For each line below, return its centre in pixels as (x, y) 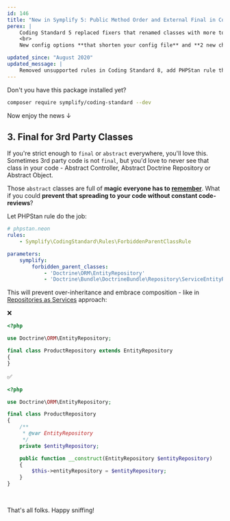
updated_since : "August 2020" (50, 58)
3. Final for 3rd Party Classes (70, 137)
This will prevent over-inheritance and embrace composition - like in (103, 292)
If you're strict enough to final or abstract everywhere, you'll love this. (108, 153)
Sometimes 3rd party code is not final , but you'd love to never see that (108, 161)
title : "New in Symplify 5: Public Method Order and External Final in (111, 20)
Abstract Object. (30, 175)
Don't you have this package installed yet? (67, 90)
